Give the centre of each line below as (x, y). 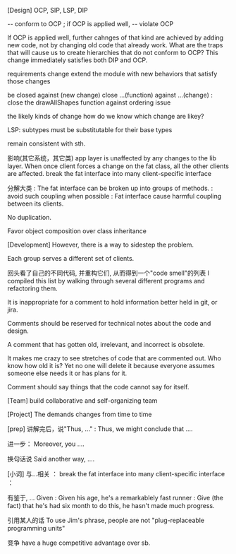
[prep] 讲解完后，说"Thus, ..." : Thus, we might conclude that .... (100, 429)
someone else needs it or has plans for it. (67, 373)
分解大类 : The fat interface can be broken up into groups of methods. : (110, 188)
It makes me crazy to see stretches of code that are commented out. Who (114, 358)
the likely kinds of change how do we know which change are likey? (106, 116)
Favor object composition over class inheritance (77, 231)
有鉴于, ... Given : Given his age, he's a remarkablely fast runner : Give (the (116, 498)
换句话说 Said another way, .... (51, 459)
